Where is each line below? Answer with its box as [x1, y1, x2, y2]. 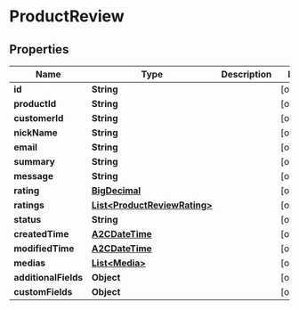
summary [13, 156, 55, 167]
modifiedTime [13, 242, 75, 255]
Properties [9, 42, 69, 57]
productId [13, 98, 56, 110]
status [13, 214, 42, 225]
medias [13, 257, 46, 269]
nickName [13, 126, 58, 139]
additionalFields [13, 272, 84, 283]
